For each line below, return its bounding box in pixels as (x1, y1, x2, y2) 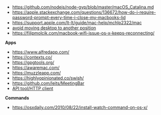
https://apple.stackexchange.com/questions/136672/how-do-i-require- (12, 9, 156, 15)
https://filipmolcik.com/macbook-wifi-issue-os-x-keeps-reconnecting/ (12, 30, 155, 36)
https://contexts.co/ (12, 54, 52, 60)
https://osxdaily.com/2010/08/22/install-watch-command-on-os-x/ (12, 105, 148, 110)
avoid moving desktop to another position (12, 25, 96, 31)
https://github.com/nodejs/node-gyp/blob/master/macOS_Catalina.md (12, 4, 154, 10)
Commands (5, 95, 29, 101)
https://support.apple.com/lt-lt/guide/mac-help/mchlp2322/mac (12, 20, 142, 25)
